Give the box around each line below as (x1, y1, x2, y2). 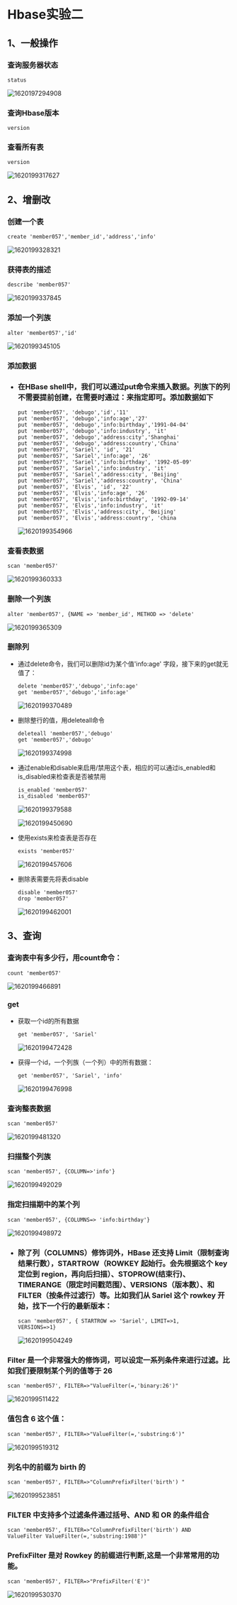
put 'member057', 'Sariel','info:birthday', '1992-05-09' (17, 459, 192, 466)
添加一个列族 (7, 313, 52, 323)
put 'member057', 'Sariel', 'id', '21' (17, 446, 136, 453)
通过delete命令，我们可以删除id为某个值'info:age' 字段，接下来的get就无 (17, 659, 229, 668)
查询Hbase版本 (7, 108, 59, 118)
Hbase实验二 (7, 6, 83, 23)
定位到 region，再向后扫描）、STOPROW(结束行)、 (17, 1269, 190, 1278)
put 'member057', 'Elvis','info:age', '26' (17, 489, 149, 497)
